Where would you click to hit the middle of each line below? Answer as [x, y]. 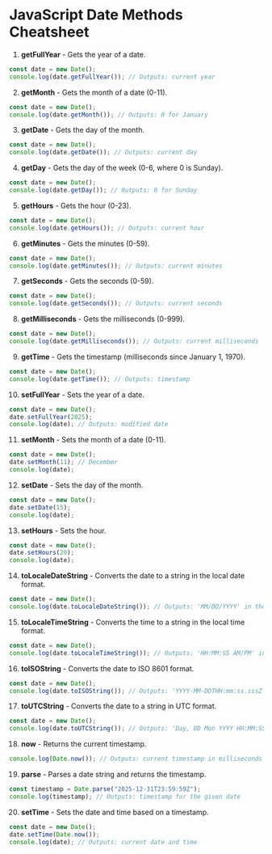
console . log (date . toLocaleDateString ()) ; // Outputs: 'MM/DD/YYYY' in [130, 607]
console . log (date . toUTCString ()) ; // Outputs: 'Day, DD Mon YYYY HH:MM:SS [138, 729]
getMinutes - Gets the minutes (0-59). [85, 243]
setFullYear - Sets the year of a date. [82, 395]
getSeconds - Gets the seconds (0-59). [87, 281]
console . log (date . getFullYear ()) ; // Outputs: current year [113, 77]
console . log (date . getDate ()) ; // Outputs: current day [103, 152]
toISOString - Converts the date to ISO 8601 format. [107, 668]
